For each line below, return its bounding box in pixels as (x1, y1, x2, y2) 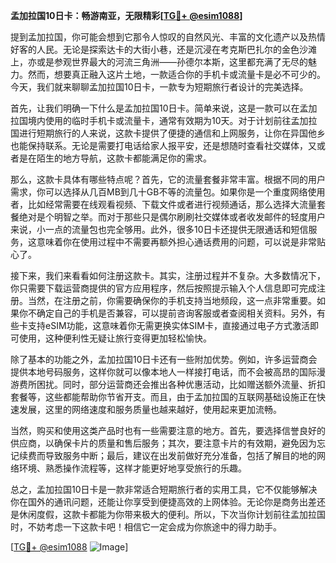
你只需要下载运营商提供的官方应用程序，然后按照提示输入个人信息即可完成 (10, 282, 317, 294)
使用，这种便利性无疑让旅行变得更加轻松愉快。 (18, 332, 212, 344)
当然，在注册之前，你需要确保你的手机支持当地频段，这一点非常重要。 (27, 295, 317, 306)
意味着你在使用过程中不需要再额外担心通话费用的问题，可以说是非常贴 (36, 236, 326, 248)
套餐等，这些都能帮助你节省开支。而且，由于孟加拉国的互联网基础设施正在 (10, 391, 317, 403)
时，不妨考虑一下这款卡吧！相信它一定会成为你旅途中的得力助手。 (10, 521, 282, 533)
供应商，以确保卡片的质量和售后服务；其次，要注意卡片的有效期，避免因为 (10, 437, 317, 449)
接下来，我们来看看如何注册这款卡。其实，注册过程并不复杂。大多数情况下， (10, 270, 326, 281)
